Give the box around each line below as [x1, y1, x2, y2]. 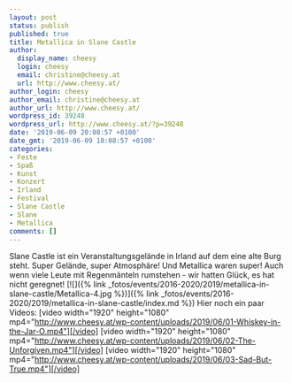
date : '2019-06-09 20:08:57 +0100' [9, 128, 141, 137]
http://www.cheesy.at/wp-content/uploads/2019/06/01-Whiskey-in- [34, 317, 281, 327]
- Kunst [9, 169, 38, 178]
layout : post [9, 12, 58, 22]
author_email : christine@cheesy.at [9, 95, 141, 104]
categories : [9, 144, 53, 153]
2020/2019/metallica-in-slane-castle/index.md [9, 298, 180, 309]
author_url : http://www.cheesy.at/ [9, 103, 141, 112]
